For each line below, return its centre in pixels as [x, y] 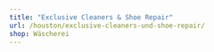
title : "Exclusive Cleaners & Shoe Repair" [91, 17]
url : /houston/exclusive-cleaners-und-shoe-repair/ [107, 26]
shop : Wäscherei [39, 33]
